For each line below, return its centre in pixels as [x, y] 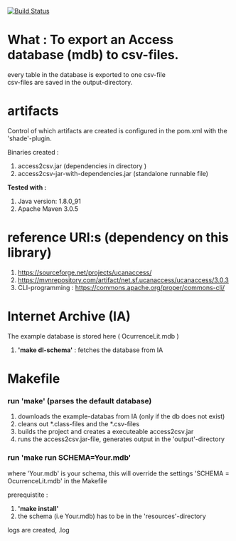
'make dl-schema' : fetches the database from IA [90, 350]
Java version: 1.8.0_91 [49, 201]
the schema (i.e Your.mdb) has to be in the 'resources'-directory [112, 516]
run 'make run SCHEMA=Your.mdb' [69, 458]
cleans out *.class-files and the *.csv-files [79, 424]
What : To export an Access [91, 40]
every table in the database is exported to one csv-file [86, 74]
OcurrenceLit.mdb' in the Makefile [58, 480]
